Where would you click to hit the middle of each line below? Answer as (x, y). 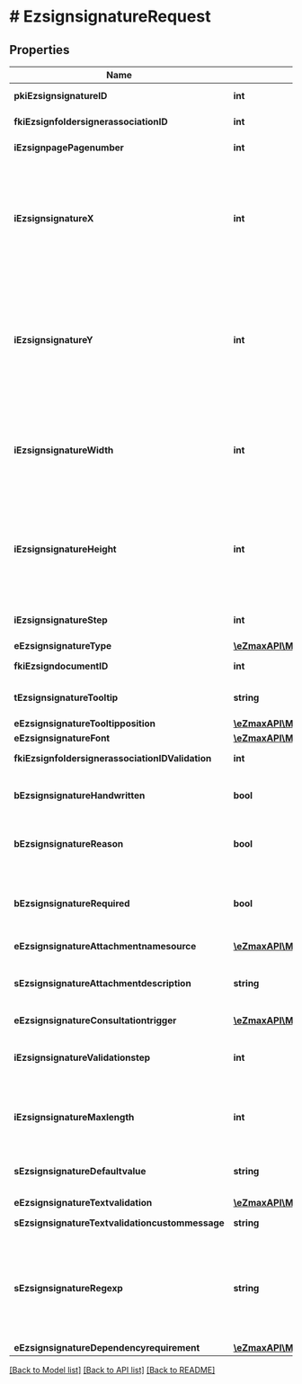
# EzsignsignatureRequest (110, 17)
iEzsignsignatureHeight (65, 549)
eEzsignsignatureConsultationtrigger (95, 1020)
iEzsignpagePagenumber (69, 148)
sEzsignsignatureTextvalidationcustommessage (119, 1223)
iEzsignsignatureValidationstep (82, 1057)
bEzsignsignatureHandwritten (80, 795)
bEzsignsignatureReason (69, 844)
